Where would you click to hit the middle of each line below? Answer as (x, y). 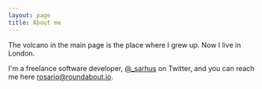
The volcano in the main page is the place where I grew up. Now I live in (125, 44)
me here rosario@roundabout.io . (61, 77)
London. (22, 53)
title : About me (35, 23)
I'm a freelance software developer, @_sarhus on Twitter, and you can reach (131, 68)
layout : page (30, 15)
